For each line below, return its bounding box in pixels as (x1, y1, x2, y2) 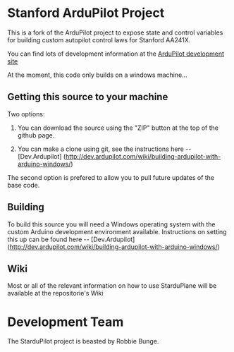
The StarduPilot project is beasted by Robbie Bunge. (7, 337, 159, 346)
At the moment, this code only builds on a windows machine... (7, 71, 188, 79)
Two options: (7, 109, 45, 118)
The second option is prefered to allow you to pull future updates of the (7, 173, 215, 181)
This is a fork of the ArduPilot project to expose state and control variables (7, 28, 223, 37)
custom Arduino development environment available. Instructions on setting (7, 227, 227, 236)
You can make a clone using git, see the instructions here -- (17, 145, 192, 153)
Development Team (7, 314, 124, 329)
